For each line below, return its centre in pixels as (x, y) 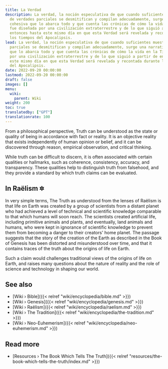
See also (19, 284)
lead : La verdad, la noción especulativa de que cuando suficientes (78, 43)
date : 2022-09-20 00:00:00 (33, 71)
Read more (22, 344)
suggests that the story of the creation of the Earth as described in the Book (83, 238)
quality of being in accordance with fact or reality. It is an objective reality (81, 136)
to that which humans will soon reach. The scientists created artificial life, (81, 216)
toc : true (15, 108)
